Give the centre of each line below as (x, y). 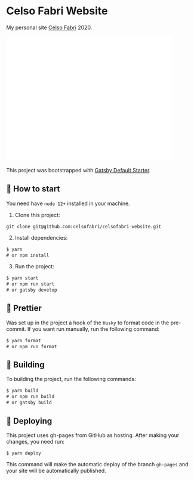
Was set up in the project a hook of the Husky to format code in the (88, 323)
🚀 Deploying (29, 421)
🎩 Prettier (24, 308)
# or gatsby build (29, 403)
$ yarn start (22, 278)
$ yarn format (24, 340)
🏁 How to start (33, 189)
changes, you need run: (35, 442)
